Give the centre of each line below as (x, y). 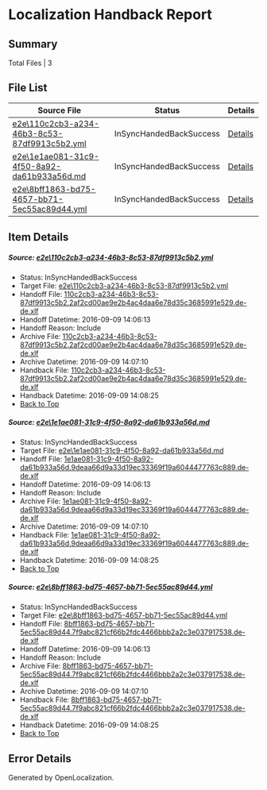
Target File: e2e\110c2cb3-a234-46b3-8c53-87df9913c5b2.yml (124, 286)
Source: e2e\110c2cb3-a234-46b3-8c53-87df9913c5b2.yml (111, 257)
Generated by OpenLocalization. (61, 777)
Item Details (39, 237)
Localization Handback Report (110, 15)
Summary (33, 44)
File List (28, 88)
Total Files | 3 (30, 63)
